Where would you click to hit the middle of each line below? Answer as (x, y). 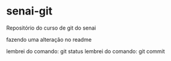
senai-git (30, 11)
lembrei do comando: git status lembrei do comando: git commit (86, 51)
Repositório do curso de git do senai (51, 28)
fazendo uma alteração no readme (49, 39)
